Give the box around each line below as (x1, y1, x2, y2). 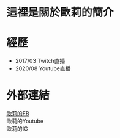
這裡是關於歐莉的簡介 (6, 5, 114, 20)
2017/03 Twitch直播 (15, 57, 66, 65)
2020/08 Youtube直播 (15, 65, 71, 72)
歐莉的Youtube (6, 117, 44, 125)
